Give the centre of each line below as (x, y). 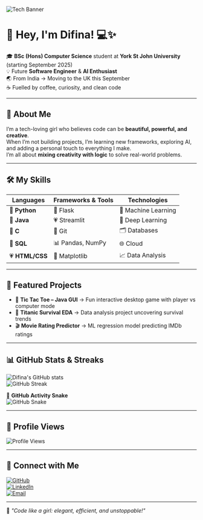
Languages (28, 200)
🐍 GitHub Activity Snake (37, 396)
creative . (18, 135)
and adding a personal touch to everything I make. (69, 148)
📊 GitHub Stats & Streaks (55, 360)
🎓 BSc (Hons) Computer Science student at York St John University (93, 56)
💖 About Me (29, 114)
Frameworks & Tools (83, 200)
